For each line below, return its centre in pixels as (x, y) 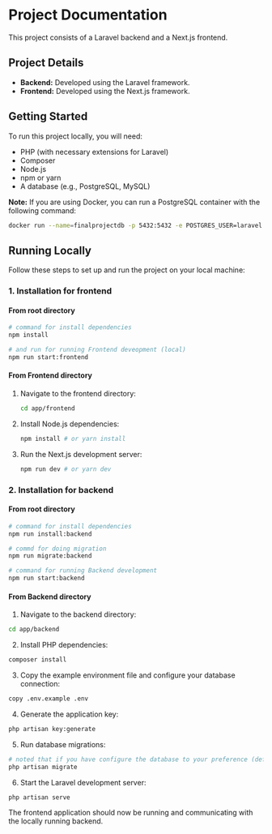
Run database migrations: (63, 744)
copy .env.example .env (49, 699)
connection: (40, 684)
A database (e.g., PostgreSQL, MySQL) (85, 186)
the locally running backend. (56, 821)
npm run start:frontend (49, 357)
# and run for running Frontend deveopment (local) (97, 350)
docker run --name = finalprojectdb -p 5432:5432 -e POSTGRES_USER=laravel (136, 225)
